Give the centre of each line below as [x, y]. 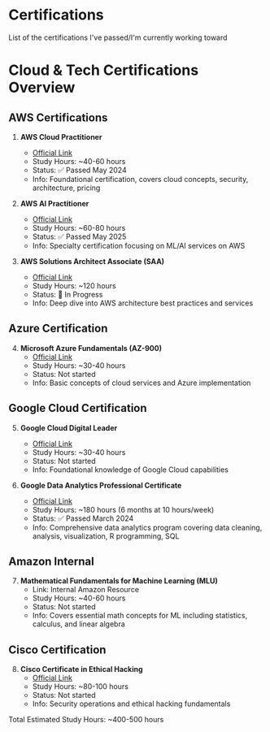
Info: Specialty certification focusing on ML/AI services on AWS [139, 245]
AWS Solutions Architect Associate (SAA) [92, 261]
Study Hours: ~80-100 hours [80, 687]
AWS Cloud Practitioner [61, 136]
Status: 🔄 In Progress [67, 294]
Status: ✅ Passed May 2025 [79, 236]
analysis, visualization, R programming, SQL [106, 536]
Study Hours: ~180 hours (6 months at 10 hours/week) [123, 509]
